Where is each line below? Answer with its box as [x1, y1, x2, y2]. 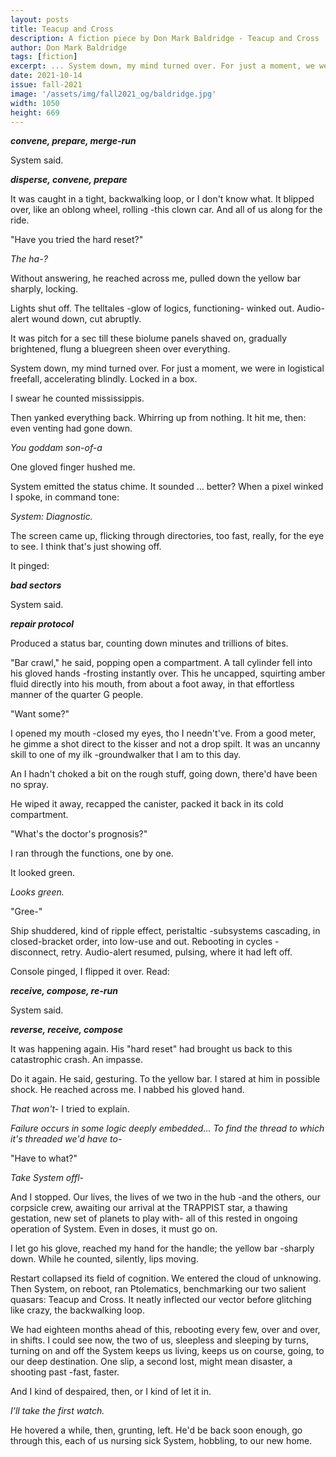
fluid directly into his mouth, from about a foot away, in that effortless [10, 678, 295, 690]
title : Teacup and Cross [10, 24, 114, 34]
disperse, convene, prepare [10, 174, 128, 186]
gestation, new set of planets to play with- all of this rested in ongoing [10, 1212, 298, 1225]
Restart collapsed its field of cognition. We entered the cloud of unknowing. [10, 1272, 322, 1285]
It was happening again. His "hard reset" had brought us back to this [10, 1043, 293, 1055]
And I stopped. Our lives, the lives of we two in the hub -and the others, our [10, 1191, 321, 1203]
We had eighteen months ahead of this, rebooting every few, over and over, [10, 1324, 321, 1336]
